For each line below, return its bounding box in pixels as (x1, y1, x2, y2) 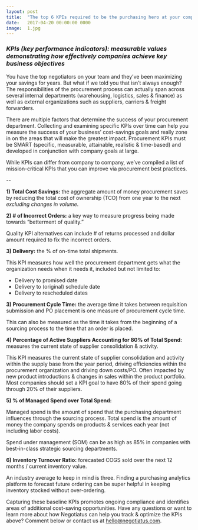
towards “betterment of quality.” (6, 218, 84, 225)
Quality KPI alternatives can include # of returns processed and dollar (6, 230, 175, 237)
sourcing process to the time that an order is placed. (6, 325, 134, 332)
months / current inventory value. (6, 463, 87, 470)
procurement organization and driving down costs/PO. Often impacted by (6, 366, 184, 373)
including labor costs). (6, 427, 61, 434)
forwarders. (6, 104, 35, 111)
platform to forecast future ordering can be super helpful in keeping (6, 480, 170, 487)
